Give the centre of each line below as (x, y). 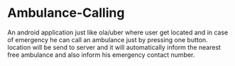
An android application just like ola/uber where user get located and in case (118, 32)
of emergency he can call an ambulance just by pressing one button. (108, 39)
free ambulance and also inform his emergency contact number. (101, 55)
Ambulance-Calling (66, 13)
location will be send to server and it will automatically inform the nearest (114, 47)
